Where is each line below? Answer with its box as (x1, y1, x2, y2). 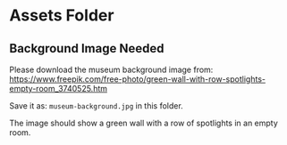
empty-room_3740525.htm (9, 84, 108, 93)
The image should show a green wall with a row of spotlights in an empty (9, 117, 279, 128)
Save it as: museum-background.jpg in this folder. (9, 101, 183, 111)
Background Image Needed (9, 41, 165, 56)
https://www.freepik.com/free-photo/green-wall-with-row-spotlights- (9, 74, 266, 85)
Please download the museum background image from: (9, 64, 214, 75)
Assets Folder (9, 5, 114, 26)
